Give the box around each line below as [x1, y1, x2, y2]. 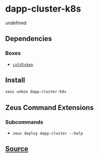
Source [5, 145, 29, 153]
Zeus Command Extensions [5, 103, 94, 112]
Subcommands [5, 118, 43, 126]
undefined [5, 20, 27, 26]
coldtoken [12, 62, 34, 67]
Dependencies [5, 34, 52, 43]
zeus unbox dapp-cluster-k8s [5, 89, 67, 94]
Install [5, 76, 25, 85]
